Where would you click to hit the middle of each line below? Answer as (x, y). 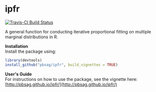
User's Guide (19, 74)
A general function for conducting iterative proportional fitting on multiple (78, 31)
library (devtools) (23, 60)
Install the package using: (31, 51)
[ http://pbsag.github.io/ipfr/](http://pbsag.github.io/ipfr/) (61, 84)
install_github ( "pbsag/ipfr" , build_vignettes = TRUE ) (62, 65)
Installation (16, 46)
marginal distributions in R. (31, 37)
